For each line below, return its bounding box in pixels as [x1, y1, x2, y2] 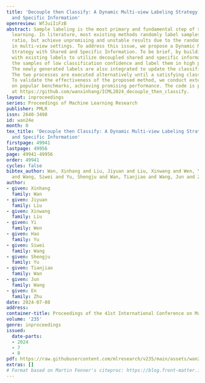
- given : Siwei [6, 242, 45, 248]
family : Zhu [12, 293, 43, 300]
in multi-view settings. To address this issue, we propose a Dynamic [12, 43, 195, 50]
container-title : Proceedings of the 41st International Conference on [6, 310, 192, 317]
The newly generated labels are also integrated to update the [12, 65, 176, 72]
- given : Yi [6, 220, 37, 226]
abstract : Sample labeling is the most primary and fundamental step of [6, 26, 195, 32]
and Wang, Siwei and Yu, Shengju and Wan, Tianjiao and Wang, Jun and [12, 174, 195, 180]
